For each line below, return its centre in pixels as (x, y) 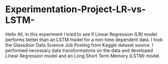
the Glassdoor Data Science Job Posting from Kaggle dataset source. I (79, 45)
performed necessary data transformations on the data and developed (79, 50)
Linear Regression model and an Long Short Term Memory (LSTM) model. (83, 56)
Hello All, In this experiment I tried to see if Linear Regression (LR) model (81, 34)
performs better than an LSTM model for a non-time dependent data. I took (84, 40)
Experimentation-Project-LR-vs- (76, 9)
